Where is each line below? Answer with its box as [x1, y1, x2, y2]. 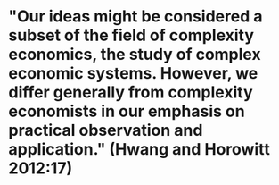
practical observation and [8, 121, 203, 140]
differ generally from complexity [8, 82, 253, 103]
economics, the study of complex [8, 45, 261, 64]
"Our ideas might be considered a [8, 6, 263, 27]
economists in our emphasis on [8, 101, 246, 122]
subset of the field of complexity [8, 25, 255, 46]
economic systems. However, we [8, 63, 258, 84]
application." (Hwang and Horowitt [8, 139, 271, 160]
